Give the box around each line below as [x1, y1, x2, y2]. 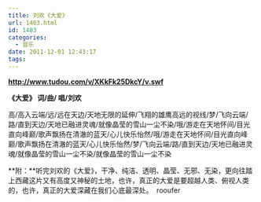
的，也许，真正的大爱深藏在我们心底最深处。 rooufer [8, 185, 181, 195]
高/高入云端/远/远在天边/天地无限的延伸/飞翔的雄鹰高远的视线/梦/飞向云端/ [8, 109, 249, 119]
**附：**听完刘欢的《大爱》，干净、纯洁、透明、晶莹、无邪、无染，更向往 [8, 166, 246, 175]
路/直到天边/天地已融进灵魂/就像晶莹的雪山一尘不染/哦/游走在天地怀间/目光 [8, 119, 251, 129]
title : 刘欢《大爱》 [8, 11, 68, 20]
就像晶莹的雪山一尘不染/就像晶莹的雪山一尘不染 [17, 149, 172, 158]
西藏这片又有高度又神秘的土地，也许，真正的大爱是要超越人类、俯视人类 [14, 175, 249, 185]
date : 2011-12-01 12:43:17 [8, 48, 97, 56]
